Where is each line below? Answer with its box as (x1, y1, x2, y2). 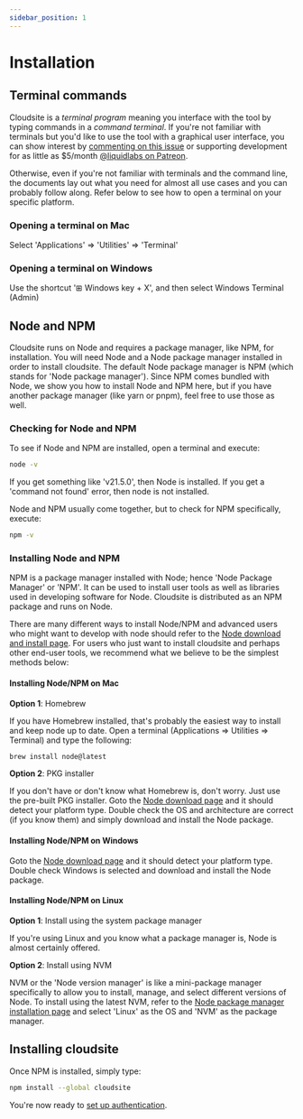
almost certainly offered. (9, 942, 101, 953)
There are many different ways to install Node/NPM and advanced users (9, 619, 278, 630)
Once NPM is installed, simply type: (9, 1066, 142, 1077)
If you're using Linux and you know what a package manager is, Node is (9, 932, 278, 943)
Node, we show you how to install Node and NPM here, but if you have (9, 381, 272, 392)
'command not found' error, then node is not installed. (9, 486, 210, 497)
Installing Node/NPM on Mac (9, 678, 120, 689)
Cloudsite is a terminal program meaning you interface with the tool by (9, 112, 272, 123)
